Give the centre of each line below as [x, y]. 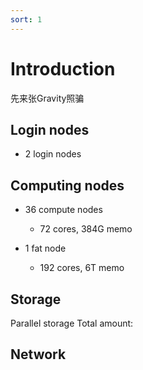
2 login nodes [53, 154]
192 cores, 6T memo [82, 268]
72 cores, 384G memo [86, 229]
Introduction [63, 68]
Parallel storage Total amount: [72, 323]
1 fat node [45, 248]
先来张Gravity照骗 [47, 98]
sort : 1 [26, 19]
